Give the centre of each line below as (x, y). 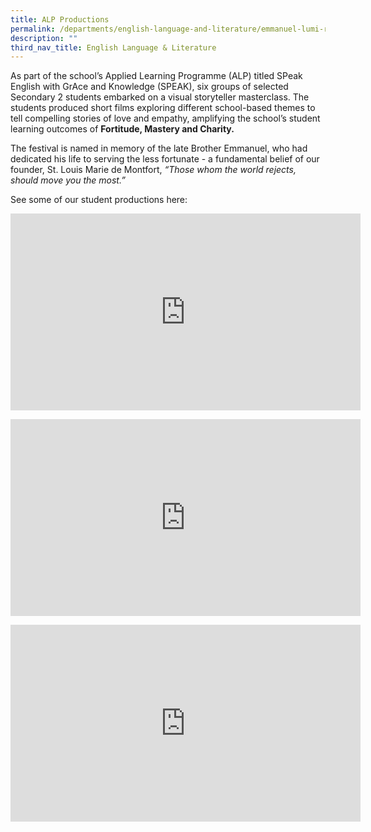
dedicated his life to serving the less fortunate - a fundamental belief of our (165, 159)
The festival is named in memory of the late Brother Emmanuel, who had (159, 148)
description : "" (44, 38)
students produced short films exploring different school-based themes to (163, 108)
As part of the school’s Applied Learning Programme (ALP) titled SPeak (156, 76)
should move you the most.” (68, 180)
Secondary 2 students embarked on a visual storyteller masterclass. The (160, 97)
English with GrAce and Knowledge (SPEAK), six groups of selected (149, 87)
